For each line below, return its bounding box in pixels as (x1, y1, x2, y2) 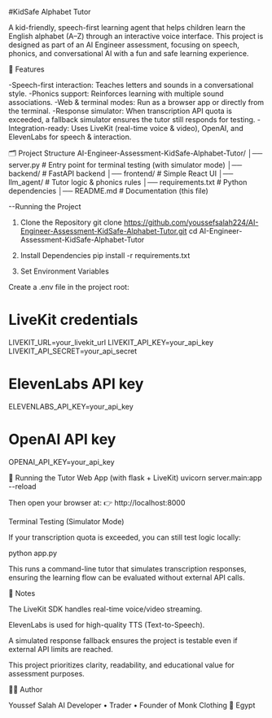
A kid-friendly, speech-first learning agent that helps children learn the (8, 23, 246, 32)
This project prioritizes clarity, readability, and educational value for (8, 659, 235, 670)
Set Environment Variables (20, 266, 110, 276)
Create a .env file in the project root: (8, 282, 129, 291)
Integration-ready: (8, 124, 70, 133)
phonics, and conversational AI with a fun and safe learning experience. (8, 49, 249, 58)
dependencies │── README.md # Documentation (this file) (8, 186, 209, 195)
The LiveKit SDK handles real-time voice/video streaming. (8, 604, 203, 614)
